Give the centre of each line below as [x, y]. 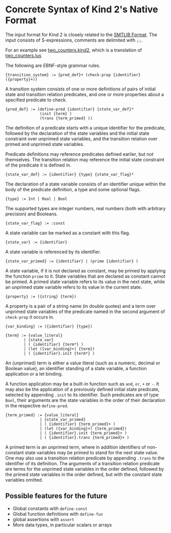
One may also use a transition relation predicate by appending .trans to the [85, 458]
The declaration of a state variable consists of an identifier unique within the [85, 184]
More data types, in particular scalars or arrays [62, 525]
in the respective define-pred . [37, 406]
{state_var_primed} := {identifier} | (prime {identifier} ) [72, 261]
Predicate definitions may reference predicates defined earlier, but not [79, 154]
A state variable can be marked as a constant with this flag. [68, 233]
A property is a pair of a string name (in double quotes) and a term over [81, 306]
